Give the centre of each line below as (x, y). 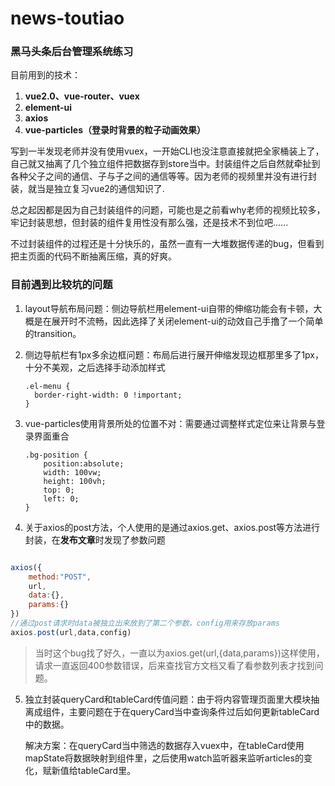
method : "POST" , (60, 577)
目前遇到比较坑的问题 (61, 285)
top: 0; (59, 490)
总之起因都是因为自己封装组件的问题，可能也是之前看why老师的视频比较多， (168, 210)
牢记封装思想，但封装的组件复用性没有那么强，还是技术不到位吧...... (149, 223)
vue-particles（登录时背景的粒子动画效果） (115, 130)
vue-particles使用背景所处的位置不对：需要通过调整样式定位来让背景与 (170, 423)
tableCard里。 (107, 770)
